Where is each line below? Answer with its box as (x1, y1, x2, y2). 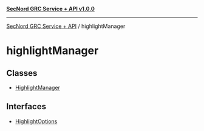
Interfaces (6, 101, 47, 112)
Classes (6, 68, 38, 78)
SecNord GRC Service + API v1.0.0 (6, 5, 95, 12)
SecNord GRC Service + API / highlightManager (6, 22, 126, 30)
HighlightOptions (15, 118, 58, 125)
